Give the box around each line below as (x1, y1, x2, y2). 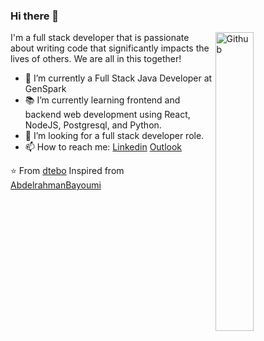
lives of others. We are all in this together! (10, 53, 182, 65)
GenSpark (24, 83, 67, 95)
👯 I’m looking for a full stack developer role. (24, 130, 205, 142)
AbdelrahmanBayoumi (10, 179, 102, 191)
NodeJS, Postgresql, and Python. (24, 119, 162, 131)
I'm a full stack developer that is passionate (10, 32, 190, 44)
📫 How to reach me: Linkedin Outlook (24, 141, 183, 153)
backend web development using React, (24, 109, 191, 121)
